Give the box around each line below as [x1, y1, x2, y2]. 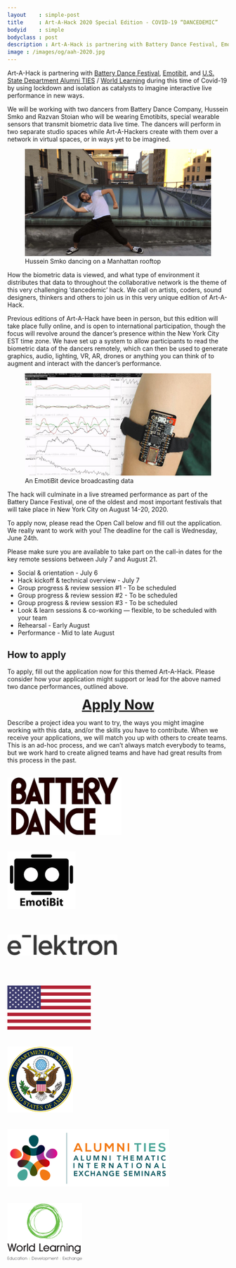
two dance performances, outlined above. [7, 683, 129, 691]
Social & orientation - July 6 [17, 568, 98, 577]
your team [17, 614, 48, 622]
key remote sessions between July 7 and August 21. [7, 554, 158, 563]
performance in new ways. [7, 92, 84, 99]
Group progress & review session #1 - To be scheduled [17, 583, 177, 592]
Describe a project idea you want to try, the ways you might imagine [7, 719, 204, 727]
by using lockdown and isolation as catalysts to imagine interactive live [7, 84, 212, 92]
